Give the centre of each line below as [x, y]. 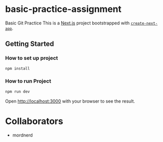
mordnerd [23, 135]
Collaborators [34, 121]
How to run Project [28, 81]
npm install [17, 68]
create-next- [144, 23]
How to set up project [32, 58]
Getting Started [30, 44]
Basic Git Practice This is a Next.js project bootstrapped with [67, 23]
